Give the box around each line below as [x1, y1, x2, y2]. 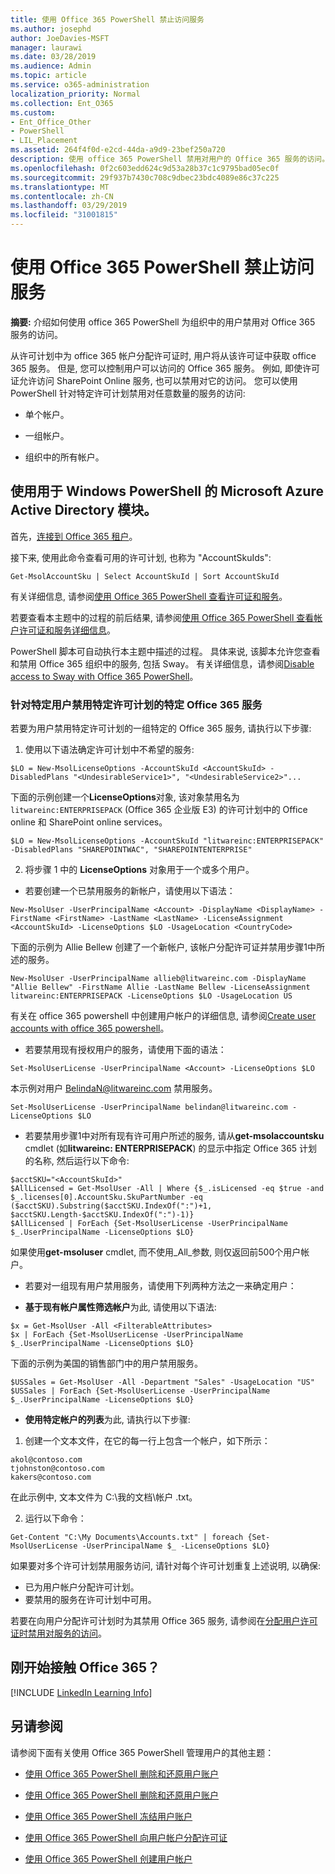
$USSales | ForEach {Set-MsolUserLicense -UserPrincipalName [10, 1386, 271, 1396]
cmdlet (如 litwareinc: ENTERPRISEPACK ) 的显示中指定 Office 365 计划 [24, 1142, 318, 1155]
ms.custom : [10, 107, 56, 118]
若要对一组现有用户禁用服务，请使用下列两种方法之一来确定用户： [24, 1280, 297, 1292]
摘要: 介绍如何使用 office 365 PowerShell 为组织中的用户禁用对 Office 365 [10, 316, 316, 328]
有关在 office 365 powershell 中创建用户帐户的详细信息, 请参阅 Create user [10, 1010, 317, 1022]
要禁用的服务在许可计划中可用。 [24, 1594, 157, 1606]
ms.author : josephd [10, 24, 92, 34]
